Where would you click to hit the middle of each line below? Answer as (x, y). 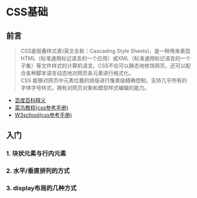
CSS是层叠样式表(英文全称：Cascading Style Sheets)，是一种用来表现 (106, 51)
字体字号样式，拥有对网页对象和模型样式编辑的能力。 (85, 88)
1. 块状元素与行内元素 (36, 154)
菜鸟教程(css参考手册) (41, 108)
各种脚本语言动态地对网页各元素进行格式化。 (80, 73)
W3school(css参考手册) (43, 115)
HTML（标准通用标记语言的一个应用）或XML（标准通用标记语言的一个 (106, 58)
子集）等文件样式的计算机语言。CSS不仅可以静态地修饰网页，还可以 (103, 66)
